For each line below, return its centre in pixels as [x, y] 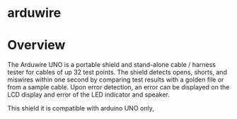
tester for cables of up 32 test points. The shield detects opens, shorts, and [117, 73]
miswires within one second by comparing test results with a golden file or [116, 80]
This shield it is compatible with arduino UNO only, [81, 108]
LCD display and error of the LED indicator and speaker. [88, 95]
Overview [36, 45]
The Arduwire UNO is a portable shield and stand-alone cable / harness [111, 65]
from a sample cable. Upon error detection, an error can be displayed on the [118, 87]
